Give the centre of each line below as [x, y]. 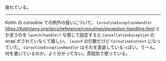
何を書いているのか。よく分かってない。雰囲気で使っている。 [67, 53]
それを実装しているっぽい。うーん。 [121, 47]
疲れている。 [18, 7]
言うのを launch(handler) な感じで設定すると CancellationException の [82, 35]
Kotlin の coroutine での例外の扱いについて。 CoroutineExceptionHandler [79, 22]
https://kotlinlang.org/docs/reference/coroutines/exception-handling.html [80, 29]
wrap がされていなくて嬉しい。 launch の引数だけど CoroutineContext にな [81, 41]
